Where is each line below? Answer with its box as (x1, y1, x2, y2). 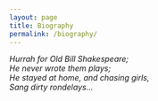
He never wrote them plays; (9, 63, 112, 74)
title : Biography (9, 21, 74, 30)
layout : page (9, 12, 58, 22)
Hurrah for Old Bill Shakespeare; (9, 54, 129, 65)
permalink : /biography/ (9, 29, 98, 38)
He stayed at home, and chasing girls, (9, 73, 150, 83)
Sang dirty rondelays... (9, 82, 94, 93)
